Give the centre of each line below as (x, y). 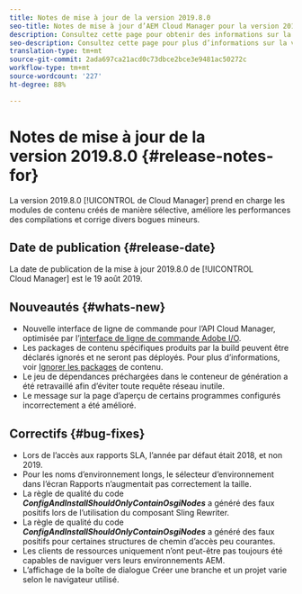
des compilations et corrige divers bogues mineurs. (105, 219)
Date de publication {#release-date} (112, 247)
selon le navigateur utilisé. (71, 580)
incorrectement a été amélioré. (79, 405)
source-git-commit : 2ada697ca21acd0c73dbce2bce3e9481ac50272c (128, 59)
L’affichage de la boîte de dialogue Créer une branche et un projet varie (155, 570)
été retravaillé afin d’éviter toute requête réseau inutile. (123, 386)
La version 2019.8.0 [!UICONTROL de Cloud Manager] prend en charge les (147, 200)
